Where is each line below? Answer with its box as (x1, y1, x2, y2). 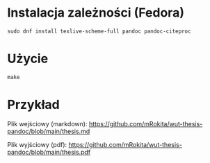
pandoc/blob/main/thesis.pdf (7, 148, 91, 156)
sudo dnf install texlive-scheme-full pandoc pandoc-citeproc (7, 28, 191, 35)
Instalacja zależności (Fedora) (7, 5, 184, 21)
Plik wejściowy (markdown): (7, 119, 88, 128)
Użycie (7, 51, 49, 67)
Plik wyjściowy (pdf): (7, 140, 67, 148)
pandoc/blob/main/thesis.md (7, 127, 90, 135)
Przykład (7, 97, 60, 112)
